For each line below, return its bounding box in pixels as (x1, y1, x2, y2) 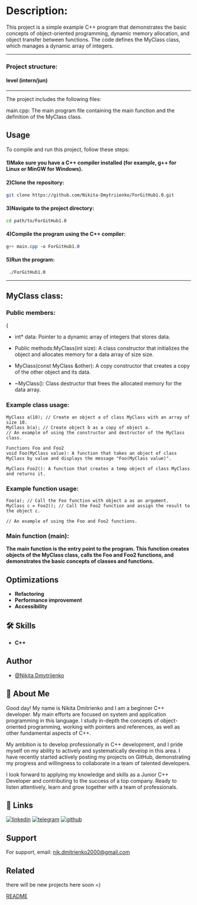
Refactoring (14, 591, 45, 598)
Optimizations (6, 575, 59, 585)
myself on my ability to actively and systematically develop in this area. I (6, 747, 181, 754)
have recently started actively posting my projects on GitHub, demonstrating (6, 753, 191, 760)
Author (6, 656, 32, 666)
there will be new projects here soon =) (6, 881, 101, 889)
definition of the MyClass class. (6, 113, 82, 120)
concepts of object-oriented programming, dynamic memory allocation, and (6, 29, 190, 36)
